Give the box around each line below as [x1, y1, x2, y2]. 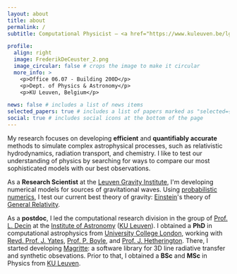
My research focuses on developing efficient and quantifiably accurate [7, 133, 217, 142]
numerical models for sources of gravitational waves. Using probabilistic [7, 185, 217, 193]
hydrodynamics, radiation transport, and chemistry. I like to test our [7, 149, 202, 157]
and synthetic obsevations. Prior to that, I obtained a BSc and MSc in [7, 251, 208, 260]
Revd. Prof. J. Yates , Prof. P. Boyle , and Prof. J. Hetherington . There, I [7, 236, 208, 244]
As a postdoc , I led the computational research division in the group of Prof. [7, 213, 228, 222]
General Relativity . [7, 200, 61, 208]
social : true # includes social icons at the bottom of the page [7, 114, 203, 122]
